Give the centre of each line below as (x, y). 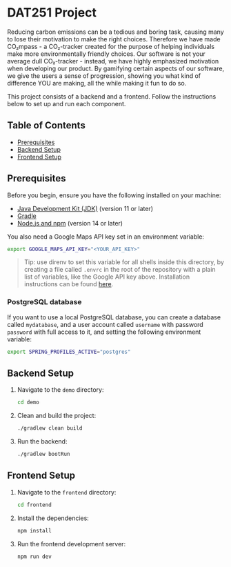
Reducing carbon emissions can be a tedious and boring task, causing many (115, 32)
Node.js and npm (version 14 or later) (70, 223)
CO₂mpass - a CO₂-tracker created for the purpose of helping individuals (111, 46)
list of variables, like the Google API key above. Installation (107, 277)
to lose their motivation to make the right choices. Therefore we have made (114, 39)
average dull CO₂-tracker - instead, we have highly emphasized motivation (113, 61)
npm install (34, 530)
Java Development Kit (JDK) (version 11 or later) (85, 208)
